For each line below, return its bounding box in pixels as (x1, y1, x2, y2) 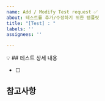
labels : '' (6, 26, 34, 32)
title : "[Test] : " (6, 20, 56, 26)
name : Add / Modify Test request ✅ (6, 9, 98, 15)
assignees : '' (6, 32, 43, 38)
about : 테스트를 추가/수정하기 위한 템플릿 (6, 15, 100, 21)
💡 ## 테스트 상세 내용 (6, 54, 58, 61)
